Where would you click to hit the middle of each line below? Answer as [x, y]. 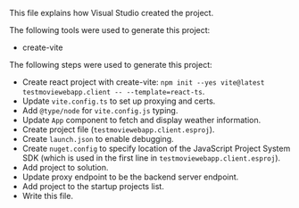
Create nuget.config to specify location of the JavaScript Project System [156, 148]
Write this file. [48, 196]
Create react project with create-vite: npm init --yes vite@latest [143, 82]
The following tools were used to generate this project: [110, 30]
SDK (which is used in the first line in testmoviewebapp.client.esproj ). [151, 158]
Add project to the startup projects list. [93, 186]
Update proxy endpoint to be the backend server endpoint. [130, 177]
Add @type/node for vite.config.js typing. [100, 110]
